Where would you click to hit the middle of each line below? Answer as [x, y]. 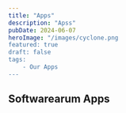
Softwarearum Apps [59, 99]
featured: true [33, 45]
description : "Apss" [42, 23]
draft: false [30, 52]
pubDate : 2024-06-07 [42, 30]
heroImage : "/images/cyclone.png [63, 38]
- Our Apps [40, 67]
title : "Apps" [32, 15]
